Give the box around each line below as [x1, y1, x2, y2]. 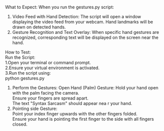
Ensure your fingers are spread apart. [12, 95, 89, 101]
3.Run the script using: [5, 70, 51, 76]
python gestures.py [5, 76, 45, 81]
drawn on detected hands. [12, 24, 66, 30]
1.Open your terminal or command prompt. [5, 60, 91, 65]
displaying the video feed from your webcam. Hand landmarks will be [12, 19, 154, 25]
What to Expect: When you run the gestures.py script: [5, 4, 114, 10]
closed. [12, 121, 28, 127]
